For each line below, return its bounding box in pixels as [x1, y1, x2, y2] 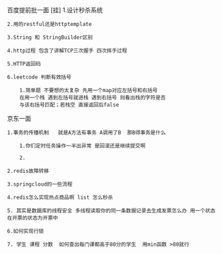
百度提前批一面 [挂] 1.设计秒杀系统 [7, 6, 103, 14]
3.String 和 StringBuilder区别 [7, 34, 94, 41]
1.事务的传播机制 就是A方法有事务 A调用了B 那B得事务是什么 [7, 129, 166, 136]
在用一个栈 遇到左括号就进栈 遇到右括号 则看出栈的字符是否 [19, 94, 166, 101]
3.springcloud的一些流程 [7, 181, 73, 188]
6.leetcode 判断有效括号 [7, 74, 72, 81]
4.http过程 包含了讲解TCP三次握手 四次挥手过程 [7, 47, 128, 54]
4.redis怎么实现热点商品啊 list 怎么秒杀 [7, 194, 113, 201]
